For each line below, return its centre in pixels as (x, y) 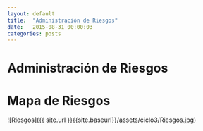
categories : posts (34, 33)
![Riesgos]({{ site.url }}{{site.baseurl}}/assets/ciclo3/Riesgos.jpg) (102, 120)
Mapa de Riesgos (59, 100)
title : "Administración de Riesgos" (63, 20)
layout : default (31, 14)
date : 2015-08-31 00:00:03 (50, 27)
